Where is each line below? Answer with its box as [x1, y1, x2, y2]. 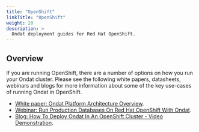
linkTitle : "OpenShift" [6, 14, 66, 20]
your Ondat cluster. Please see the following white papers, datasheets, [6, 76, 182, 83]
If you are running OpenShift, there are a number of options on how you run [6, 69, 194, 76]
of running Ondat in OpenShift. [6, 88, 82, 95]
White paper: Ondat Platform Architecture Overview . [14, 100, 144, 107]
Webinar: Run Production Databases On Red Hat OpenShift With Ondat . [14, 106, 192, 113]
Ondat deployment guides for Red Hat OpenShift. [11, 31, 136, 37]
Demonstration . [14, 119, 54, 126]
